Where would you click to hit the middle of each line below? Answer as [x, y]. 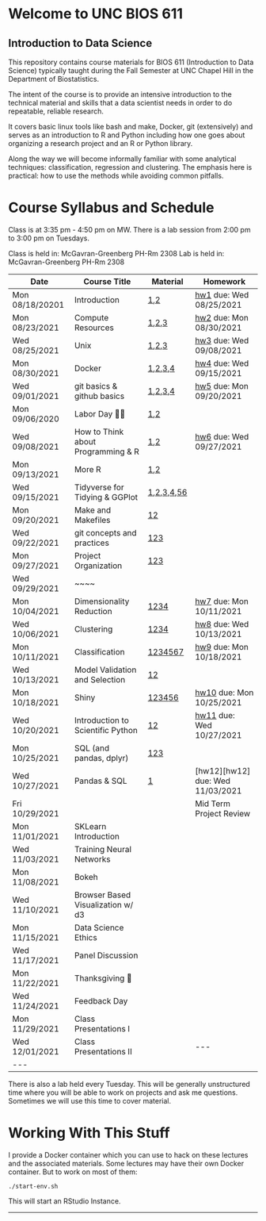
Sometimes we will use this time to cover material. [90, 1100]
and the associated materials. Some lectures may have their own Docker [126, 1163]
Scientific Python [106, 730]
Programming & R [107, 451]
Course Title [107, 281]
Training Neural [103, 849]
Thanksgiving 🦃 [103, 978]
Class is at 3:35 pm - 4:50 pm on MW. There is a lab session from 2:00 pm [129, 229]
